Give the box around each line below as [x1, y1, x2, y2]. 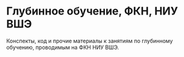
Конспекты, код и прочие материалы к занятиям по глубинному [6, 37, 173, 44]
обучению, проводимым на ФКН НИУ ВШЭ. [6, 44, 120, 51]
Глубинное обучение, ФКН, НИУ [6, 4, 178, 18]
